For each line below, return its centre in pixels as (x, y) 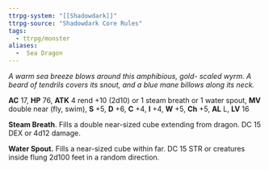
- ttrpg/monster (43, 38)
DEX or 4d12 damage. (44, 133)
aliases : (23, 46)
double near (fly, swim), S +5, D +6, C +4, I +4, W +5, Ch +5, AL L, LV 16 (129, 109)
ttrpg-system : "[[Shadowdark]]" (63, 16)
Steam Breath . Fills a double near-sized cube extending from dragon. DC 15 (134, 124)
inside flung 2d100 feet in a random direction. (84, 157)
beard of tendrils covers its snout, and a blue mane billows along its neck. (132, 85)
